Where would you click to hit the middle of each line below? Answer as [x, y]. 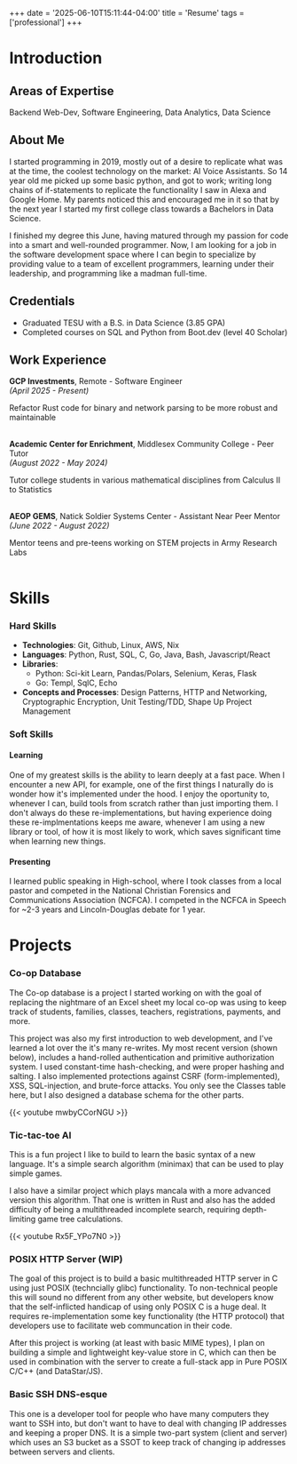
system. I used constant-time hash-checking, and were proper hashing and [147, 1067]
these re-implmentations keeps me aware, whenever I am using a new [137, 822]
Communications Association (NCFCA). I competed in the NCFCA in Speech [148, 900]
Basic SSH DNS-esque [59, 1395]
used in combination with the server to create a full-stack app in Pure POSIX [148, 1362]
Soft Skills [31, 734]
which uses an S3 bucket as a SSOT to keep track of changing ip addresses [148, 1442]
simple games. [36, 1173]
